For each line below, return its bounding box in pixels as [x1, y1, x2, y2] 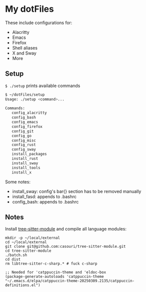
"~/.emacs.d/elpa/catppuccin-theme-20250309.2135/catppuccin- [5, 279, 135, 284]
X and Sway [12, 50, 37, 56]
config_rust [11, 143, 36, 147]
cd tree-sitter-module [5, 248, 51, 254]
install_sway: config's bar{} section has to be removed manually [12, 188, 142, 194]
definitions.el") [5, 283, 41, 288]
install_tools [11, 165, 41, 170]
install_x [11, 170, 32, 175]
